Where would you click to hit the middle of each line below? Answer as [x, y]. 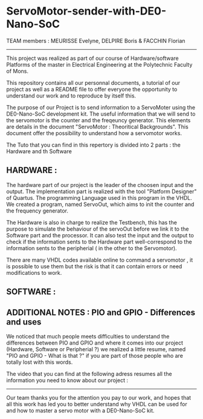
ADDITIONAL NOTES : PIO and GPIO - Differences [101, 312]
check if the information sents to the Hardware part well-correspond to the [99, 242]
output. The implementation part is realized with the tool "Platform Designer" [101, 191]
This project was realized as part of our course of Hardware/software [93, 58]
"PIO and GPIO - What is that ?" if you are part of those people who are [95, 355]
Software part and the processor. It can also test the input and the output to [100, 235]
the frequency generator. [37, 211]
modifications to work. [34, 272]
